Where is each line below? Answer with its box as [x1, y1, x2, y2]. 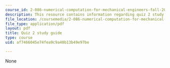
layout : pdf [5, 26, 30, 31]
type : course [5, 35, 33, 40]
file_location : [5, 16, 37, 21]
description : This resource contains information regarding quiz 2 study [5, 12, 164, 17]
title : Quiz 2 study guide [5, 30, 62, 35]
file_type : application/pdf [5, 21, 65, 26]
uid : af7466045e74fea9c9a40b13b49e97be [5, 40, 90, 45]
